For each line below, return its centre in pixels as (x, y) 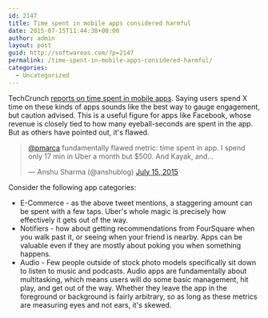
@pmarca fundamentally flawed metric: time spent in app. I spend (136, 147)
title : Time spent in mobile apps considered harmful (100, 23)
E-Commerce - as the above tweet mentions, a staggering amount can (136, 203)
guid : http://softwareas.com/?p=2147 (71, 53)
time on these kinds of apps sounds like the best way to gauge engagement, (134, 107)
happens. (35, 254)
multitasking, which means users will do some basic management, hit (134, 279)
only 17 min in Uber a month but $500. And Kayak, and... (121, 156)
